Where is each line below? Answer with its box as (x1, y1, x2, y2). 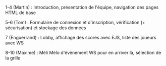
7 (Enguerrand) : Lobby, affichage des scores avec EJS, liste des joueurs (5, 35, 156, 40)
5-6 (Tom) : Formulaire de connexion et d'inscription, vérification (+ (5, 20, 145, 25)
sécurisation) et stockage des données (5, 25, 86, 31)
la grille (5, 55, 21, 61)
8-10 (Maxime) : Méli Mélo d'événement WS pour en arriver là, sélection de (5, 50, 161, 55)
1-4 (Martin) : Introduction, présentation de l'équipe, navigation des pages (5, 5, 159, 10)
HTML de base (5, 10, 36, 16)
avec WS (5, 40, 24, 46)
